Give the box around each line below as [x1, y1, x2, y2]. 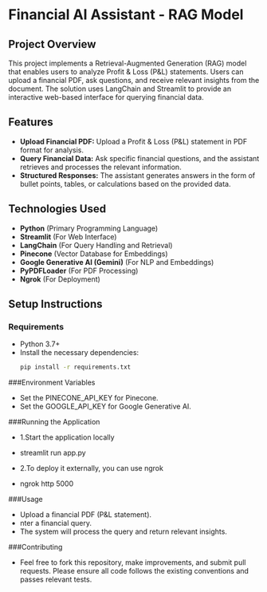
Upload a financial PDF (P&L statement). [19, 510, 152, 519]
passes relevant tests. [19, 574, 92, 584]
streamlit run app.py [19, 448, 86, 458]
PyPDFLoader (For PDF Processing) [19, 266, 139, 275]
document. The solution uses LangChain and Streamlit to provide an [8, 84, 232, 93]
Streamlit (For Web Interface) [19, 231, 117, 241]
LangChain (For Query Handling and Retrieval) [19, 240, 173, 250]
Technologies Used [8, 202, 106, 216]
